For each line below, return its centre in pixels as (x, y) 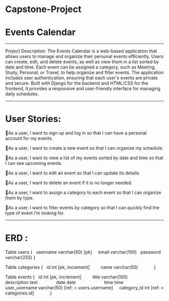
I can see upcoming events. (34, 163)
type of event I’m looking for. (35, 213)
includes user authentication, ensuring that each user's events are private (81, 78)
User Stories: (33, 119)
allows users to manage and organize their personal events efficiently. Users (84, 56)
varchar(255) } (20, 257)
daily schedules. (22, 94)
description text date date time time (64, 282)
